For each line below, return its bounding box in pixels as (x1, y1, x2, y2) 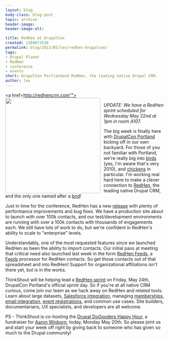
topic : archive (5, 17, 38, 22)
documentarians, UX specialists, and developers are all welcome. (5, 303, 142, 309)
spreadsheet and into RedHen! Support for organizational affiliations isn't (5, 261, 158, 267)
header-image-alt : (5, 26, 44, 32)
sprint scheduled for (104, 107, 146, 113)
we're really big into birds (104, 155, 157, 161)
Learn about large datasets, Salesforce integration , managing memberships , (5, 293, 164, 299)
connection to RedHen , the (104, 182, 160, 188)
